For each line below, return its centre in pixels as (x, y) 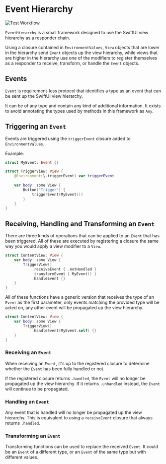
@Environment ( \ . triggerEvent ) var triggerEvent (64, 176)
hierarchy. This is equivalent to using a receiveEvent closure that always (79, 417)
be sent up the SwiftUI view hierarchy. (44, 96)
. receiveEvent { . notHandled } (64, 269)
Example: (15, 153)
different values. (22, 457)
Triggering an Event (36, 127)
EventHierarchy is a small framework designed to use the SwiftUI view (77, 32)
